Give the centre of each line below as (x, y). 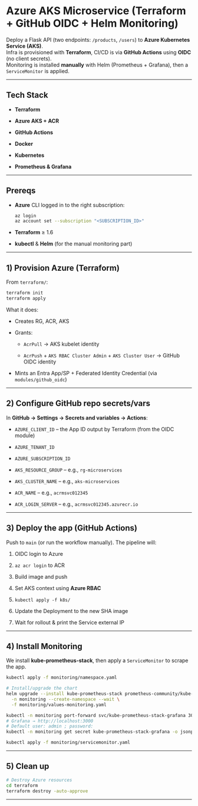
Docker (24, 143)
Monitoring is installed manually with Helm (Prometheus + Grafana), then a (97, 65)
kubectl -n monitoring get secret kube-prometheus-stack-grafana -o (92, 732)
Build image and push (41, 576)
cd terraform (22, 785)
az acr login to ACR (39, 565)
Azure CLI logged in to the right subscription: (70, 205)
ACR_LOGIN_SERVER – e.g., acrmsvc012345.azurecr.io (76, 504)
